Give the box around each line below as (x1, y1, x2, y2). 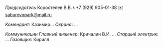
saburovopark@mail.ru (5, 12, 52, 17)
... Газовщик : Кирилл (5, 36, 50, 42)
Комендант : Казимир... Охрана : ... (5, 21, 78, 27)
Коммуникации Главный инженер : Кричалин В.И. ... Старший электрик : (5, 31, 159, 37)
